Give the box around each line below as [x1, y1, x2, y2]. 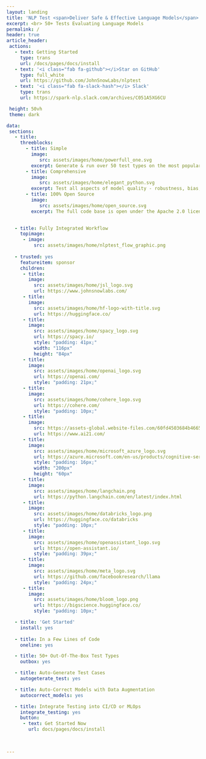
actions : [9, 44, 32, 50]
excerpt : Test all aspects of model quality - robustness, [31, 186, 185, 192]
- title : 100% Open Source [25, 191, 95, 197]
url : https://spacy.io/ [33, 334, 95, 340]
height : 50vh [9, 106, 43, 112]
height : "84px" [33, 351, 72, 357]
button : [20, 715, 40, 721]
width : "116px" [33, 345, 72, 351]
